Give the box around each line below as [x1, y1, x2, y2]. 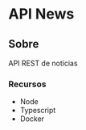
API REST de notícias [8, 58, 78, 68]
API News [8, 5, 75, 23]
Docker [19, 114, 45, 124]
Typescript [19, 106, 56, 115]
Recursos [8, 78, 47, 90]
